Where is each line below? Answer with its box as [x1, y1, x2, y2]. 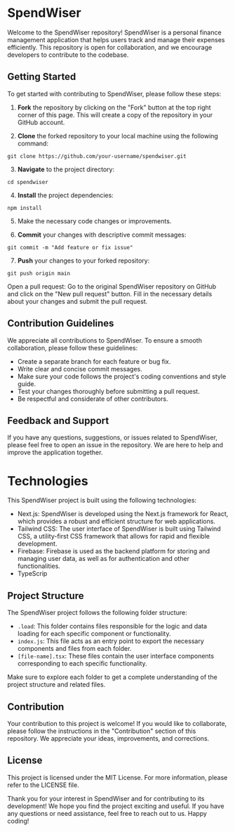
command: [17, 139, 49, 147]
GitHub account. [17, 118, 65, 126]
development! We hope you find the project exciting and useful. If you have [7, 802, 224, 810]
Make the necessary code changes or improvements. [17, 216, 172, 225]
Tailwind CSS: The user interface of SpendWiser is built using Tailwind [17, 524, 221, 533]
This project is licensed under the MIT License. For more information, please [7, 773, 228, 781]
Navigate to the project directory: [17, 165, 114, 173]
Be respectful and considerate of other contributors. [17, 395, 168, 403]
